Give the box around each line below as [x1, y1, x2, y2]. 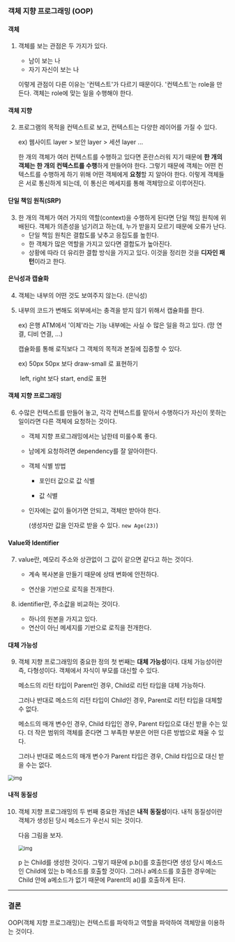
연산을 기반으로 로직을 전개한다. [28, 585, 114, 594]
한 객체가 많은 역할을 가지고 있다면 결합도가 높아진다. [28, 239, 172, 248]
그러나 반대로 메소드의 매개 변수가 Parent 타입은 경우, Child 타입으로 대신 [17, 752, 217, 760]
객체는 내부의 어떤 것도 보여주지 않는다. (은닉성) [17, 291, 148, 299]
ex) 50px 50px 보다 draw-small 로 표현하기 [17, 359, 139, 368]
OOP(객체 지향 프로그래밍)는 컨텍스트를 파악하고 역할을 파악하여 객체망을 [8, 918, 206, 927]
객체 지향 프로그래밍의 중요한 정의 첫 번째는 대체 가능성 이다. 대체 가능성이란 [17, 657, 222, 666]
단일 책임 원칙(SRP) [8, 196, 61, 204]
